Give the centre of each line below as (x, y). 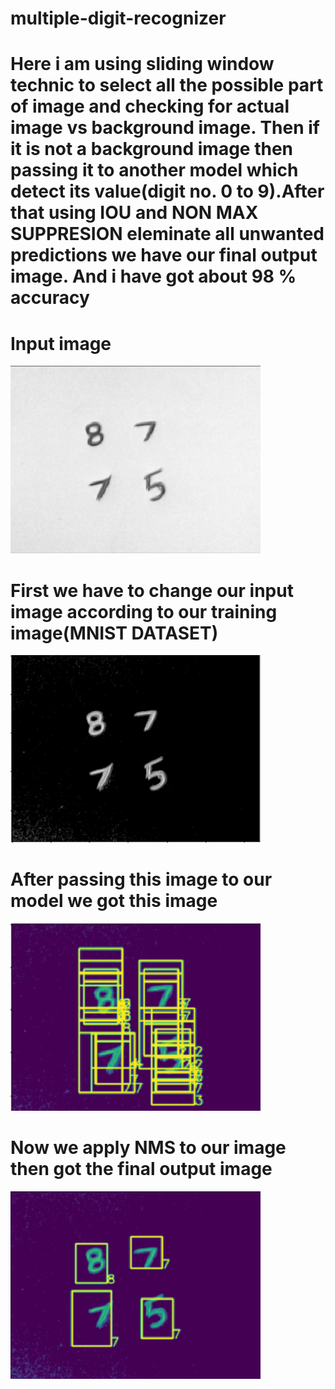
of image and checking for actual (150, 106)
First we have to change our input (152, 590)
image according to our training (144, 611)
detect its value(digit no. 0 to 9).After (167, 191)
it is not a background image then (152, 149)
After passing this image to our (141, 879)
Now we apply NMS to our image (148, 1148)
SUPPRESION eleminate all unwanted (167, 234)
